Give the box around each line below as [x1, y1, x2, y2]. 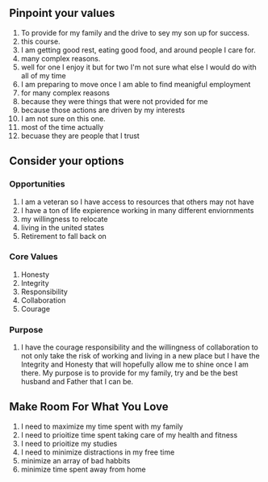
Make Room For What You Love [9, 400, 169, 414]
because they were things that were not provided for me [20, 96, 208, 106]
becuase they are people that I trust [20, 131, 140, 140]
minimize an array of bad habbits [20, 455, 131, 465]
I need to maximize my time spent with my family [20, 421, 184, 431]
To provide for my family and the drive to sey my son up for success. [20, 27, 249, 37]
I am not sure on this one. [20, 113, 106, 124]
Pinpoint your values [9, 6, 115, 20]
